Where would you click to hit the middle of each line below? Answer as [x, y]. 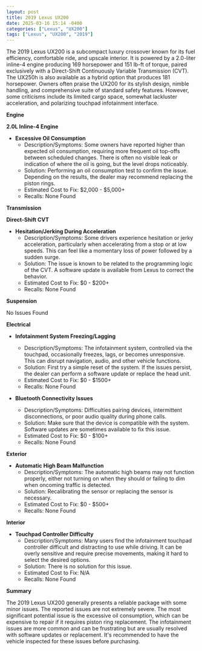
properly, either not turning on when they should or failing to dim [105, 478]
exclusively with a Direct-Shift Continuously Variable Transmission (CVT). [98, 71]
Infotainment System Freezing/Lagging [65, 336]
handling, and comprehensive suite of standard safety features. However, [98, 90]
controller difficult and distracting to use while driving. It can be [103, 547]
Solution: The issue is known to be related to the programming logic [108, 263]
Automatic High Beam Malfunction [59, 466]
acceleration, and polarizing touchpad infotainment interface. [83, 103]
